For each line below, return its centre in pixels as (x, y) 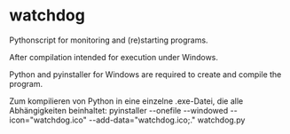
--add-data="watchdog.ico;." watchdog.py (167, 120)
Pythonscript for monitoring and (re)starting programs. (109, 40)
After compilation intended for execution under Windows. (114, 57)
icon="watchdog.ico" (48, 120)
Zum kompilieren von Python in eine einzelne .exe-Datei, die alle (126, 101)
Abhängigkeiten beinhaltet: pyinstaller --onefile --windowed (119, 110)
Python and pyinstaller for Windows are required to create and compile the (145, 74)
